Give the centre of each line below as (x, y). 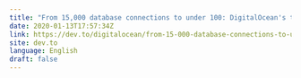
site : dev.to (34, 43)
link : (19, 34)
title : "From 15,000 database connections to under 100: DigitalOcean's (148, 17)
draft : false (34, 59)
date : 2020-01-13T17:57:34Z (62, 26)
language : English (43, 51)
